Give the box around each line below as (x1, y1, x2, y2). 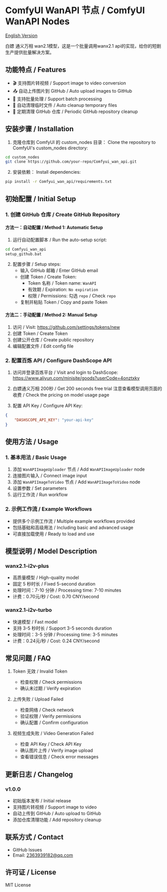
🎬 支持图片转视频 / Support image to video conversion (12, 80, 127, 86)
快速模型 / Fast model (12, 618, 58, 625)
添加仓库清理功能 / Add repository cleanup (12, 817, 102, 823)
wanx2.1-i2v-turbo (5, 606, 52, 613)
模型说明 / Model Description (5, 547, 97, 555)
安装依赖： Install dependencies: (12, 169, 81, 175)
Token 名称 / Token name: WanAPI (27, 280, 97, 286)
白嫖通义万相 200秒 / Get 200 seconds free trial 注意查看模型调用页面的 (12, 385, 162, 392)
